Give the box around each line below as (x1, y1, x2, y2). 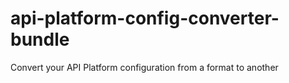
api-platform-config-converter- (10, 7, 280, 30)
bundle (10, 28, 70, 51)
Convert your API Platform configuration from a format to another (10, 61, 279, 73)
